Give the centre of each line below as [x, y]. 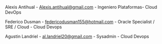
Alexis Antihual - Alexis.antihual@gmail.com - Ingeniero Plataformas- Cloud [81, 7]
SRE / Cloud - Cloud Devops [34, 27]
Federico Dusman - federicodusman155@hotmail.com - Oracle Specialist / [80, 22]
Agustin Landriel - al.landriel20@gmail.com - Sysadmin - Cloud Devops [77, 36]
